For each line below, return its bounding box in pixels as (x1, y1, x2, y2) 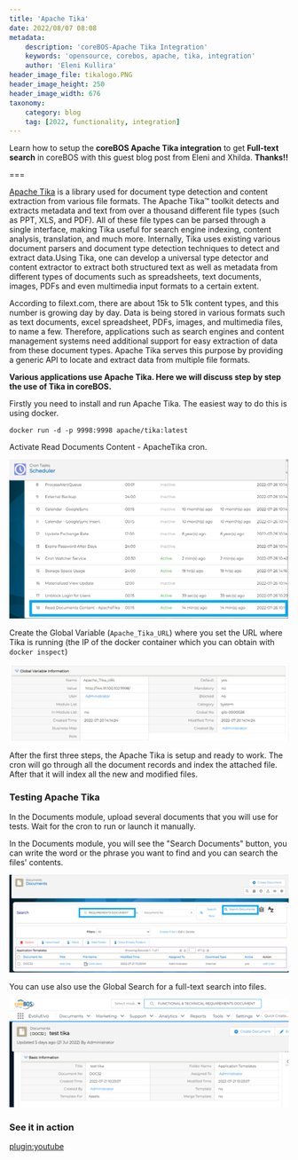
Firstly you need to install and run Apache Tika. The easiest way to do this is (9, 399, 287, 409)
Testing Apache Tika (9, 791, 100, 803)
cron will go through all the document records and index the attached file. (9, 760, 278, 770)
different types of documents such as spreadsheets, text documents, (9, 272, 262, 282)
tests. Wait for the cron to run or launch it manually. (9, 821, 197, 832)
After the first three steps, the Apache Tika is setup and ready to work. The (9, 750, 284, 761)
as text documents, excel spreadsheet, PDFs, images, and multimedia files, (9, 317, 284, 327)
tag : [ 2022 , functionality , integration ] (25, 117, 180, 126)
